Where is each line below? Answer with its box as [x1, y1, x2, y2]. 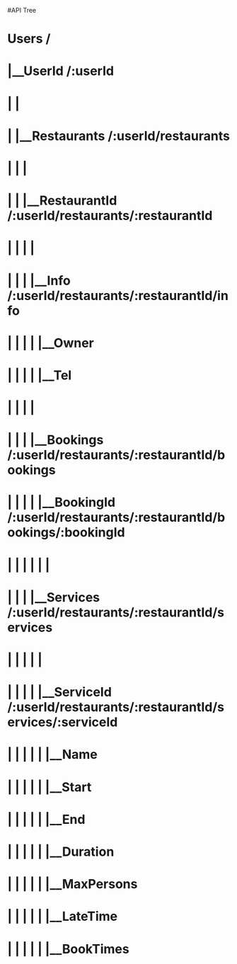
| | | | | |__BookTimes [7, 941, 129, 957]
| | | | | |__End [7, 811, 86, 827]
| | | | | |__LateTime [7, 909, 118, 924]
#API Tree [7, 6, 37, 14]
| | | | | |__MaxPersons [7, 876, 138, 893]
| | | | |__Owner [7, 335, 94, 351]
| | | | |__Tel [7, 367, 72, 383]
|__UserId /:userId [7, 63, 115, 79]
